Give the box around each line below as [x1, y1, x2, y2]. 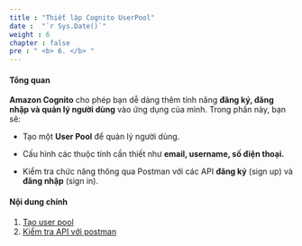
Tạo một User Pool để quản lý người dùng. [22, 132, 180, 142]
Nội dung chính [9, 196, 68, 207]
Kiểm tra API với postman [22, 226, 117, 237]
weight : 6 [9, 30, 50, 39]
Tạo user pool [22, 216, 74, 227]
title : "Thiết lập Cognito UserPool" [9, 13, 155, 23]
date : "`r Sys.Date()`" [9, 22, 106, 31]
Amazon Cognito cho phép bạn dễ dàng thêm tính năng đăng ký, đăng [9, 95, 274, 105]
